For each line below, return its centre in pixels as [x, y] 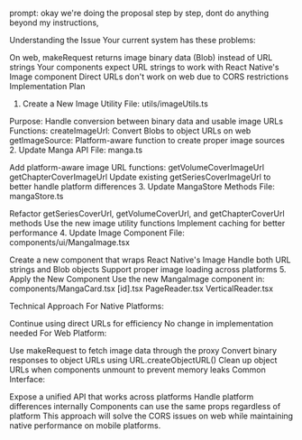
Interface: [27, 379]
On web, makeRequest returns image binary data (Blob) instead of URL [141, 57]
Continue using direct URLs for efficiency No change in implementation [142, 323]
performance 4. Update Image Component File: [97, 233]
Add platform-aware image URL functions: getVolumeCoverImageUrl [137, 167]
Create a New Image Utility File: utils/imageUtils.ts [115, 104]
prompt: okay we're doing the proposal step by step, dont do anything [139, 13]
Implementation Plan [47, 86]
